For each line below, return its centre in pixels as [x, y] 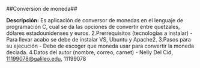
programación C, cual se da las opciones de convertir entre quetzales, [93, 27]
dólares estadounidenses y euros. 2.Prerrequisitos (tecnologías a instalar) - [99, 33]
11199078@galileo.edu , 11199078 [46, 59]
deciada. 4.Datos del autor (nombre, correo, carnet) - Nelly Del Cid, [89, 52]
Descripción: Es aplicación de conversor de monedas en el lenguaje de [95, 20]
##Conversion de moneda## [42, 9]
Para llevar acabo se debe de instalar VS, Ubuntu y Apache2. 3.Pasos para [98, 39]
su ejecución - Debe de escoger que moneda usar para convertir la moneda [100, 46]
